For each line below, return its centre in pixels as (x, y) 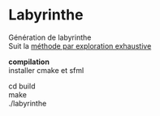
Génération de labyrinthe (50, 37)
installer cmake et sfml (46, 70)
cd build (22, 86)
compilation (29, 62)
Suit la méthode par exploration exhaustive (80, 45)
